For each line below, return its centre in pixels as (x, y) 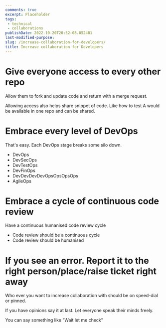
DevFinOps (24, 170)
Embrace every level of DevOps (72, 131)
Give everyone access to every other (83, 72)
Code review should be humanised (48, 240)
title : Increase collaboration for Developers (54, 47)
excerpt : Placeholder (28, 14)
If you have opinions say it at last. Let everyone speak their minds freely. (79, 311)
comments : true (21, 10)
